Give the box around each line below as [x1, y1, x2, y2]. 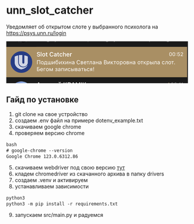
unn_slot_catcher [6, 4, 94, 17]
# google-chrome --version [6, 148, 73, 153]
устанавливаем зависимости [14, 183, 89, 190]
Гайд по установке [6, 95, 79, 105]
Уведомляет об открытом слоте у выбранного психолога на [6, 23, 158, 30]
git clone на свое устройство [14, 110, 88, 117]
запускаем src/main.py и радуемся [14, 211, 104, 218]
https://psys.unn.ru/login [6, 29, 66, 36]
